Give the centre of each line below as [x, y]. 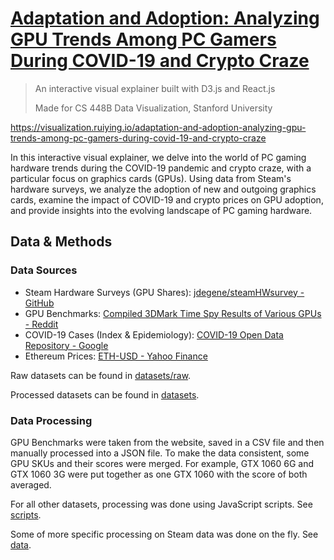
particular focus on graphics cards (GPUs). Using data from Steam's [151, 178]
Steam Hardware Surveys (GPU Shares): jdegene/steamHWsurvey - [164, 292]
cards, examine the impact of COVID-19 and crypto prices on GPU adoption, [167, 199]
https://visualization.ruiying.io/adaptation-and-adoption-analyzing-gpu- [158, 127]
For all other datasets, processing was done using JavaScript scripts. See [161, 504]
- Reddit [41, 324]
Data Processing [51, 420]
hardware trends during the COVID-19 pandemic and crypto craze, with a [161, 168]
